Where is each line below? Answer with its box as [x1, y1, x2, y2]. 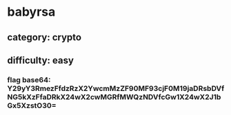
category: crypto [7, 31, 81, 43]
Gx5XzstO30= [7, 101, 57, 110]
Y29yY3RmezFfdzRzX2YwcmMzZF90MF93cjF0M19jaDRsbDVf [7, 84, 225, 93]
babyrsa [7, 4, 56, 20]
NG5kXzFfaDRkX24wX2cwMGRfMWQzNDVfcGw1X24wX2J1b [7, 92, 221, 101]
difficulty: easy [7, 54, 74, 66]
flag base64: [7, 75, 51, 84]
